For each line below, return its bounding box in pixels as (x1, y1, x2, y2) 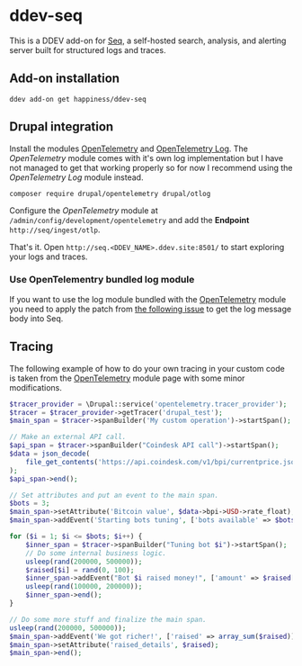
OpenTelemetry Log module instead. (9, 172, 144, 183)
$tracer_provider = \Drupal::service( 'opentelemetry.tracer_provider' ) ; (9, 400, 288, 409)
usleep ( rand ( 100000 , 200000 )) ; (25, 582, 143, 591)
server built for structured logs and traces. (9, 44, 166, 55)
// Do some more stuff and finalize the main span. (9, 615, 207, 624)
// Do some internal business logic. (25, 548, 167, 558)
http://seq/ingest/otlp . (9, 224, 101, 235)
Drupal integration (9, 119, 114, 135)
